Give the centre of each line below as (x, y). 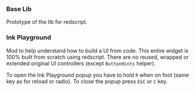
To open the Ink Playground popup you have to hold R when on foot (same (98, 75)
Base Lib (19, 9)
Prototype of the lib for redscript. (47, 22)
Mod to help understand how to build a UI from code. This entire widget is (97, 50)
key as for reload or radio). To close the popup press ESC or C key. (87, 81)
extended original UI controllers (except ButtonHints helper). (81, 63)
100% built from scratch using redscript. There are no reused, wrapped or (97, 57)
